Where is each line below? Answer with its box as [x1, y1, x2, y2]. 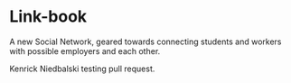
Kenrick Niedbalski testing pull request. [9, 63, 155, 74]
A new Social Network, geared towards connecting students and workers [9, 36, 282, 47]
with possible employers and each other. [9, 45, 161, 56]
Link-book [9, 6, 88, 27]
